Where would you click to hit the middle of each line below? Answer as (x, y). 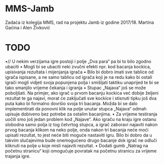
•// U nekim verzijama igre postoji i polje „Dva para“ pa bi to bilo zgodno (78, 61)
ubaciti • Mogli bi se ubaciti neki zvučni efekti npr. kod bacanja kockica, (78, 66)
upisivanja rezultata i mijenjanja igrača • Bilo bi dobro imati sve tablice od (80, 72)
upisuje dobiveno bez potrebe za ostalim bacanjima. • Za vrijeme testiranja (81, 114)
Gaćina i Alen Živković (28, 27)
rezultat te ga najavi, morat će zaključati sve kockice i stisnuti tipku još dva (81, 98)
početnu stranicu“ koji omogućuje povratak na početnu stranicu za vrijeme (81, 151)
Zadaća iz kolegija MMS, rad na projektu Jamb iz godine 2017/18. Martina (80, 22)
